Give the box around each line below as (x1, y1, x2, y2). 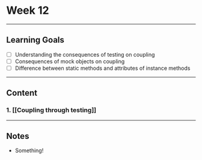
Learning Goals (6, 35, 65, 45)
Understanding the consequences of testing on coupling (14, 51, 155, 58)
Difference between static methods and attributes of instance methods (14, 64, 191, 72)
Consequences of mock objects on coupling (14, 58, 125, 65)
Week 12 (6, 4, 49, 17)
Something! (14, 147, 44, 154)
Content (6, 88, 38, 98)
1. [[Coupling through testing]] (6, 106, 97, 114)
